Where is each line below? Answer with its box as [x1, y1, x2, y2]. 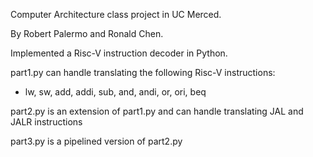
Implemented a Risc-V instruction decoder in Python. [10, 47, 228, 59]
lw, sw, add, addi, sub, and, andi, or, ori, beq [24, 86, 207, 98]
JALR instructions [10, 116, 83, 128]
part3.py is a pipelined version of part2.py [10, 135, 183, 147]
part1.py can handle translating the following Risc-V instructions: [10, 67, 276, 78]
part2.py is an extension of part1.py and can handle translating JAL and [10, 105, 304, 117]
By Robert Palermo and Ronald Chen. [10, 28, 164, 39]
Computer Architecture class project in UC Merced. [10, 9, 222, 20]
